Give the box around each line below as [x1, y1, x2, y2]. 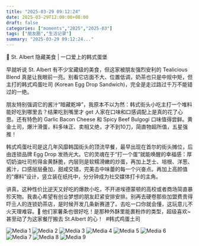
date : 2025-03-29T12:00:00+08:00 [6, 14, 89, 20]
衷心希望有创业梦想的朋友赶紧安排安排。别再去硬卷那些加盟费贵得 [31, 193, 193, 200]
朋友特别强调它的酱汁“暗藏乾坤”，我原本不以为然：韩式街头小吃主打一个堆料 [6, 101, 192, 108]
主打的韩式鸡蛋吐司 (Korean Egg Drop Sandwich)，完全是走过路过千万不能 [6, 81, 188, 88]
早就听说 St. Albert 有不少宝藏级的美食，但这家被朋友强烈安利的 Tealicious [6, 66, 188, 73]
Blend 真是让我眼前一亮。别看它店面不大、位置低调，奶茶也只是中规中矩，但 [6, 74, 193, 80]
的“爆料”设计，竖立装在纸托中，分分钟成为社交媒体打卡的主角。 [6, 173, 162, 180]
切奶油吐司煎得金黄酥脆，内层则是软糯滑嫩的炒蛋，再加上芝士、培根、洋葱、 [6, 158, 193, 165]
